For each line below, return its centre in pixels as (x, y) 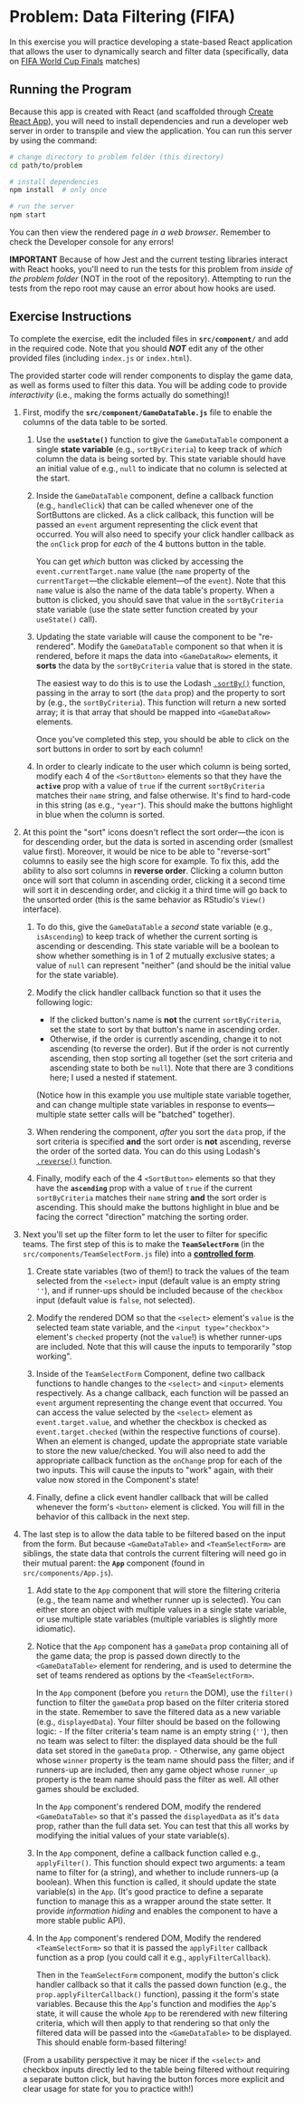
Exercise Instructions (71, 317)
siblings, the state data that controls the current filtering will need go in (154, 1553)
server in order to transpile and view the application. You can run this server (151, 131)
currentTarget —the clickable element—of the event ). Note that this (161, 580)
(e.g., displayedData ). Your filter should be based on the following (158, 1721)
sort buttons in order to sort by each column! (119, 749)
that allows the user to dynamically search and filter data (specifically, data (149, 51)
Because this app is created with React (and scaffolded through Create (142, 111)
